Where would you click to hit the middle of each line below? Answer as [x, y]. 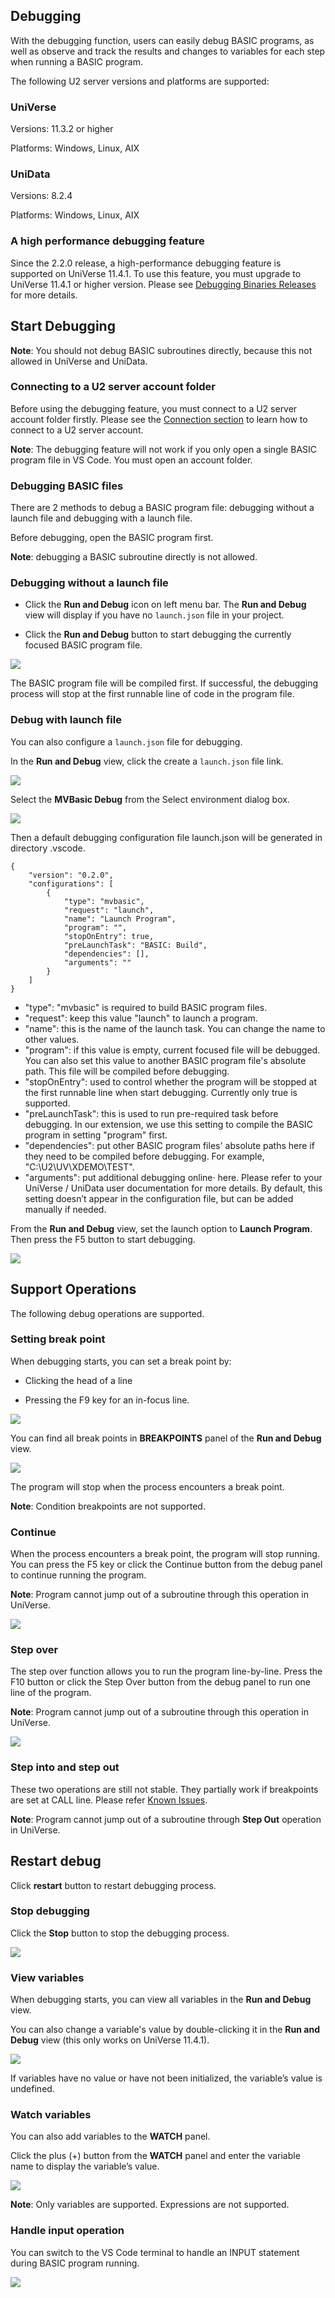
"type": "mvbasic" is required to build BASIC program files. [146, 1007]
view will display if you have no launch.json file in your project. [154, 615]
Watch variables [51, 2115]
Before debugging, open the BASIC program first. [112, 538]
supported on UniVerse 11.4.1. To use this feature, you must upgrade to [156, 273]
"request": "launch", [109, 910]
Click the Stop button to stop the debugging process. [120, 1933]
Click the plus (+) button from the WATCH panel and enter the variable [155, 2156]
